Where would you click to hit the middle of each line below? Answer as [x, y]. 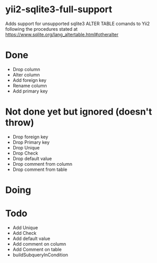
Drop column [26, 69]
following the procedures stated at [41, 29]
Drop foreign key [30, 137]
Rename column [30, 85]
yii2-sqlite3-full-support [59, 9]
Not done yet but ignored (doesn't [79, 112]
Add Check [25, 233]
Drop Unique [26, 147]
